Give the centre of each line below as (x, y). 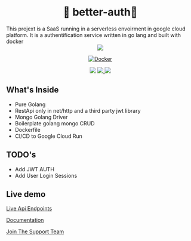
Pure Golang (30, 104)
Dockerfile (27, 129)
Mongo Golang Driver (41, 117)
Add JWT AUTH (35, 169)
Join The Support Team (35, 231)
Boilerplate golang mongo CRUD (55, 123)
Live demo (26, 194)
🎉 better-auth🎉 (100, 12)
